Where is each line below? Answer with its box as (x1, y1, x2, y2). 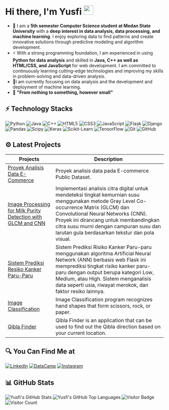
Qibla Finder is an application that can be (55, 317, 152, 324)
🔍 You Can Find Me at (5, 347, 75, 355)
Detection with (8, 213, 42, 220)
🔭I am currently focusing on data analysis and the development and (12, 78, 152, 84)
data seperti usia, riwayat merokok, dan (55, 281, 148, 288)
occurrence (55, 203, 83, 211)
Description (94, 156, 123, 163)
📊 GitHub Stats (5, 378, 54, 387)
